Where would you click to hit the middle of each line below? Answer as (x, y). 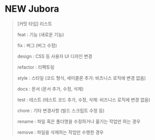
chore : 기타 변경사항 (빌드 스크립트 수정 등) (61, 110)
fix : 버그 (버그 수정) (37, 45)
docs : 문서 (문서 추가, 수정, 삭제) (50, 89)
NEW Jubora (32, 9)
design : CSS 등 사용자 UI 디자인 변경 (55, 56)
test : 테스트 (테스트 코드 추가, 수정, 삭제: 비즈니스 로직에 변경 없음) (84, 100)
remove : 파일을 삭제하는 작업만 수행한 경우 (60, 132)
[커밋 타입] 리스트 (35, 24)
